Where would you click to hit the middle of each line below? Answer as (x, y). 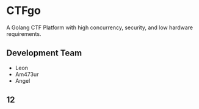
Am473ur (27, 74)
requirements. (24, 33)
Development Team (44, 53)
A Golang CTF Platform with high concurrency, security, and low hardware (100, 27)
